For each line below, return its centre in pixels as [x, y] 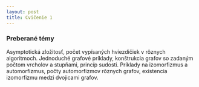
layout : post [23, 12]
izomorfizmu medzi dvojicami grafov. [52, 77]
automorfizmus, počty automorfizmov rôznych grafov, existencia [87, 71]
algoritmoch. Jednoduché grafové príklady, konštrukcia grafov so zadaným [100, 58]
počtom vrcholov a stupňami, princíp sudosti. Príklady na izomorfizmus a [97, 65]
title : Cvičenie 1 [29, 18]
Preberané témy [30, 39]
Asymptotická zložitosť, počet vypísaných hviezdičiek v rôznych [86, 51]
